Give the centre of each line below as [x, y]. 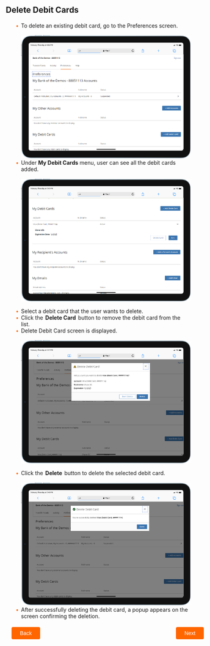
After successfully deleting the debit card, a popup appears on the [105, 610]
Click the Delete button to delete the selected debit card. [93, 473]
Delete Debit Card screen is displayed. [69, 331]
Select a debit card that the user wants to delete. [82, 311]
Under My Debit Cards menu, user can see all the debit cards [99, 162]
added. [30, 169]
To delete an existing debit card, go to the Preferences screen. [100, 26]
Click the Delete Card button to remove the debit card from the [101, 318]
